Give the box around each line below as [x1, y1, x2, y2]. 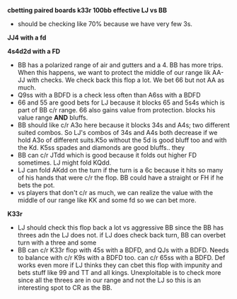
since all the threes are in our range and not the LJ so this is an [17, 276, 202, 284]
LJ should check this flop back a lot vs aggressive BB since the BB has [17, 223, 224, 232]
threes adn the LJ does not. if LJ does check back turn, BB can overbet [17, 231, 226, 239]
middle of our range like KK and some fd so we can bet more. [17, 196, 197, 204]
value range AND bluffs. [17, 113, 88, 122]
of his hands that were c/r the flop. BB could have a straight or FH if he [17, 173, 224, 182]
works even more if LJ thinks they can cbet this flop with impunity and [17, 261, 223, 269]
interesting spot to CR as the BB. [17, 283, 112, 292]
